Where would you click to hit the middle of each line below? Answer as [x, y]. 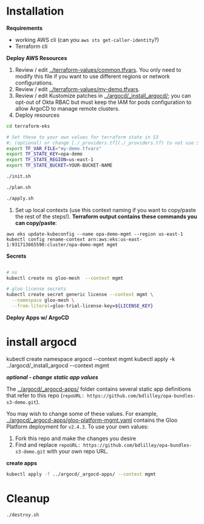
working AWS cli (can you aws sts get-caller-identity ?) [87, 40]
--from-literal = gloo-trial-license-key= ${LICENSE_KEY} [83, 306]
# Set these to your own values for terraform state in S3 [83, 137]
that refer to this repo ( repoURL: [46, 395]
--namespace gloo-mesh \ [43, 300]
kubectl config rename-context [46, 239]
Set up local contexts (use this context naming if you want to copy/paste [105, 210]
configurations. [34, 83]
